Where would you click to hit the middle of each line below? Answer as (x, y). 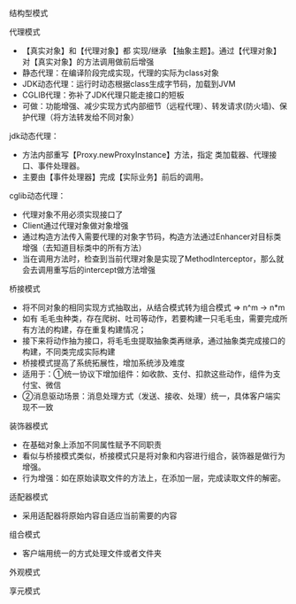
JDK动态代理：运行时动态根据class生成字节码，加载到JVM (129, 84)
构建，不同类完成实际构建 (68, 352)
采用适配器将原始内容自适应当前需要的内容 (99, 515)
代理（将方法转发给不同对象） (84, 117)
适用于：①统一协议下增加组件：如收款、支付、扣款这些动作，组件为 (148, 374)
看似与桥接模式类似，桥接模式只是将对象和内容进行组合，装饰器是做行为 (153, 456)
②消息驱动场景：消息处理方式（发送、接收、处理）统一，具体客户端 (148, 396)
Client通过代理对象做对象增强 (75, 225)
